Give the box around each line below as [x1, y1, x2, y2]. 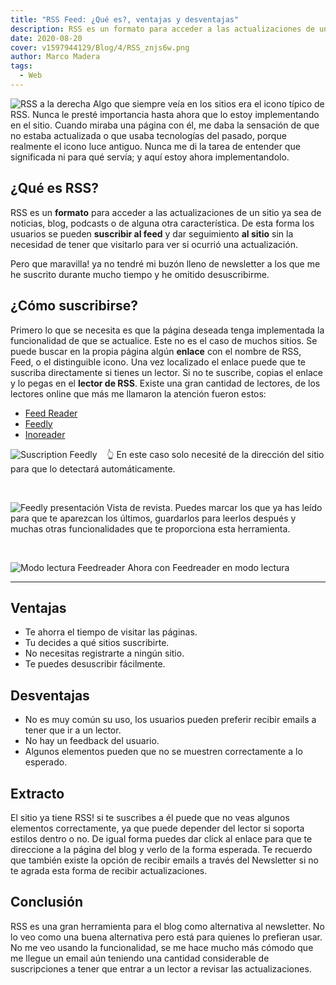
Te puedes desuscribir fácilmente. [24, 658, 166, 670]
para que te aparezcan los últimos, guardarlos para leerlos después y [10, 512, 297, 524]
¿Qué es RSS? [10, 180, 99, 197]
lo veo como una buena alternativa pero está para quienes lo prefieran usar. [10, 931, 323, 943]
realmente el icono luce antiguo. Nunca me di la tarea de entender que [10, 140, 301, 152]
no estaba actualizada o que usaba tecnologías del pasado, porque [10, 129, 287, 141]
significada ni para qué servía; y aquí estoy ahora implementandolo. [10, 151, 290, 163]
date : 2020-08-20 [10, 33, 83, 43]
